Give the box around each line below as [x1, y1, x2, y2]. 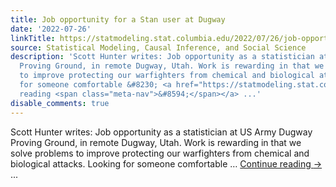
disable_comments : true [10, 98, 110, 108]
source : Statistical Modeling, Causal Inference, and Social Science [10, 42, 307, 53]
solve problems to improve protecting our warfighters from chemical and [10, 147, 310, 159]
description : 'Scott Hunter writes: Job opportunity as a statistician [10, 52, 315, 62]
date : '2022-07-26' [10, 24, 92, 34]
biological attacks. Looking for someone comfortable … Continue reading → [10, 157, 323, 170]
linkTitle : [10, 33, 56, 43]
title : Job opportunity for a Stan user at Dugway [10, 14, 226, 25]
